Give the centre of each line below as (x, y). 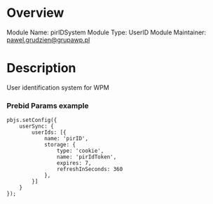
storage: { (60, 145)
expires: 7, (74, 163)
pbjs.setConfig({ (32, 121)
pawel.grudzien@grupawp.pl (48, 39)
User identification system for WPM (58, 87)
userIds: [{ (49, 132)
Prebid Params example (48, 105)
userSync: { (36, 127)
